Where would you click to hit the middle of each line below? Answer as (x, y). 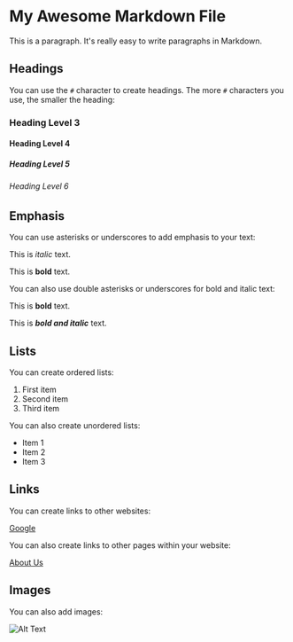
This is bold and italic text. (58, 323)
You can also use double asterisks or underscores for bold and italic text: (143, 289)
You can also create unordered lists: (75, 426)
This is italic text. (40, 254)
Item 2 (34, 452)
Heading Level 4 (40, 144)
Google (23, 528)
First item (39, 390)
